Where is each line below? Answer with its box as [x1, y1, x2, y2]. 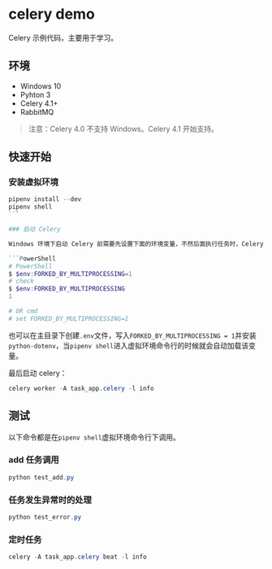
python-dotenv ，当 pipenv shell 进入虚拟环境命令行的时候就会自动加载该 [8, 340, 249, 350]
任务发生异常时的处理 [8, 494, 92, 506]
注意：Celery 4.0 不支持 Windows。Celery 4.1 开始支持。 [28, 124, 219, 133]
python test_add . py [8, 473, 75, 481]
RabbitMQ [19, 107, 54, 116]
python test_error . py [8, 513, 82, 521]
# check [8, 278, 35, 286]
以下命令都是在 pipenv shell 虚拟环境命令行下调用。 [8, 432, 180, 442]
